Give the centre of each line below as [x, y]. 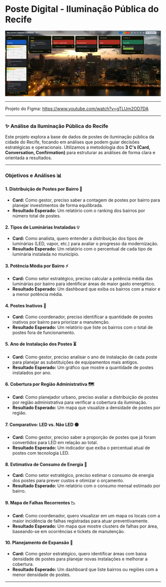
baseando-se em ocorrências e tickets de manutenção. [68, 531]
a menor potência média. [38, 294]
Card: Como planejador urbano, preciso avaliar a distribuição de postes [85, 397]
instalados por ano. [32, 373]
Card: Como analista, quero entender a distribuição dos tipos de [78, 239]
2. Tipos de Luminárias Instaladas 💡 [42, 227]
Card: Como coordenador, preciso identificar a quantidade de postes [83, 317]
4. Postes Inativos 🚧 [26, 306]
